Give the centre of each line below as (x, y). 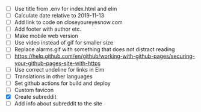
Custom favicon (34, 90)
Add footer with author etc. (48, 29)
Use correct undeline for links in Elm (59, 69)
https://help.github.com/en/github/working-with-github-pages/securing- (104, 56)
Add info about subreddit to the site (58, 103)
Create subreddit (35, 96)
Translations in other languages (53, 76)
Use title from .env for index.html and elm (66, 9)
